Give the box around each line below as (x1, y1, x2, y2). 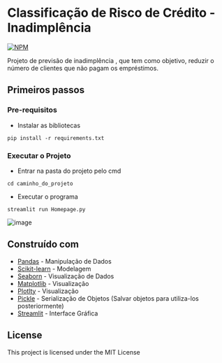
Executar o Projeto (7, 150, 71, 160)
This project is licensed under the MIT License (7, 348, 141, 356)
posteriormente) (17, 301, 64, 310)
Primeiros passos (7, 84, 85, 96)
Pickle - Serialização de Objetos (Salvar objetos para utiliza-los (17, 294, 199, 302)
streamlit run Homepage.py (7, 206, 86, 213)
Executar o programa (17, 192, 78, 201)
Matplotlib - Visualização (17, 279, 89, 287)
